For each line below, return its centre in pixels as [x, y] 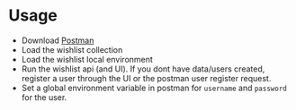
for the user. [44, 97]
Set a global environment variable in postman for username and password [154, 88]
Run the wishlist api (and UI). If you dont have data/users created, [143, 69]
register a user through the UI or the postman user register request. [146, 78]
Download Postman [58, 40]
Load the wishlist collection [72, 49]
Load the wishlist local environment [87, 59]
